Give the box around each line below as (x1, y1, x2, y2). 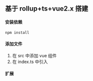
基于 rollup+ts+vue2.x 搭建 (5, 4, 88, 13)
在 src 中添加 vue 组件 (12, 52, 57, 58)
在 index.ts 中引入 (12, 59, 48, 65)
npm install (5, 30, 29, 35)
